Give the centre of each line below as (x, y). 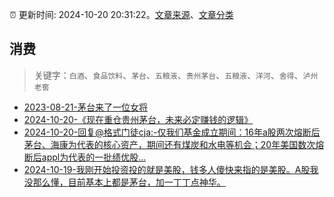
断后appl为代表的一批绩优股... (85, 157)
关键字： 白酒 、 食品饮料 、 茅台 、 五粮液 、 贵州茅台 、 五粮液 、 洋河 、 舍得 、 (168, 75)
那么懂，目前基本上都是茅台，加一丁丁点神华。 (129, 182)
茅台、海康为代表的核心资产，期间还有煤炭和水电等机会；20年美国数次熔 (174, 144)
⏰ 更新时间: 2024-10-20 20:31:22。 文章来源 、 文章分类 (121, 14)
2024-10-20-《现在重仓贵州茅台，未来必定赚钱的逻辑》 (138, 119)
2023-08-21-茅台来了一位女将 (85, 107)
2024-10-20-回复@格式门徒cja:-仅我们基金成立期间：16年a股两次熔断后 (172, 132)
